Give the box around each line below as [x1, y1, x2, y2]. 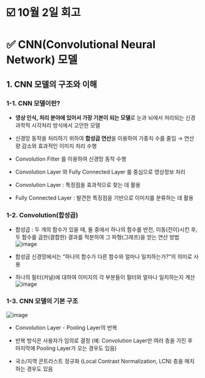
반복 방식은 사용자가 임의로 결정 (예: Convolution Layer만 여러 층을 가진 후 [15, 336, 193, 344]
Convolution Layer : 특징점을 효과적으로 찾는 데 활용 [15, 181, 141, 189]
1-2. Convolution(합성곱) [6, 211, 78, 219]
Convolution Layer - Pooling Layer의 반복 [15, 324, 118, 331]
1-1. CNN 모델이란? [6, 99, 60, 107]
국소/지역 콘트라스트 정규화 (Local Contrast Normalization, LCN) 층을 [15, 357, 184, 365]
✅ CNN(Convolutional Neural [6, 38, 156, 52]
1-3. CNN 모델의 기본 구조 [6, 297, 78, 305]
